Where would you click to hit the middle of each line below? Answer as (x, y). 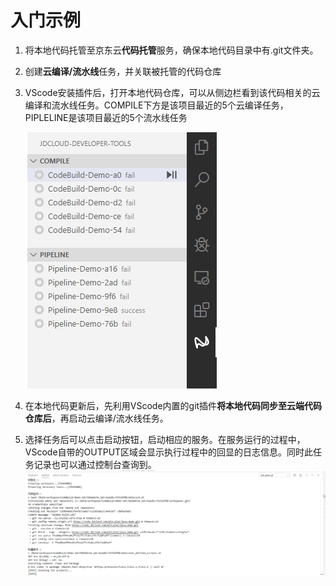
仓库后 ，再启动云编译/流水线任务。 (96, 418)
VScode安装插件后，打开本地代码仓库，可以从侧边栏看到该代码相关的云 (172, 92)
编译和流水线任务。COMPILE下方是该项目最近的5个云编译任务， (156, 105)
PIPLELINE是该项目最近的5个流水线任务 (106, 117)
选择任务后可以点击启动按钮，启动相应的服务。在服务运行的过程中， (165, 439)
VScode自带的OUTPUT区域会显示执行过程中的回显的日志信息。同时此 (169, 452)
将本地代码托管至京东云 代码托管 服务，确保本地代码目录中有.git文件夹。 (171, 50)
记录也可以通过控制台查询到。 (95, 464)
